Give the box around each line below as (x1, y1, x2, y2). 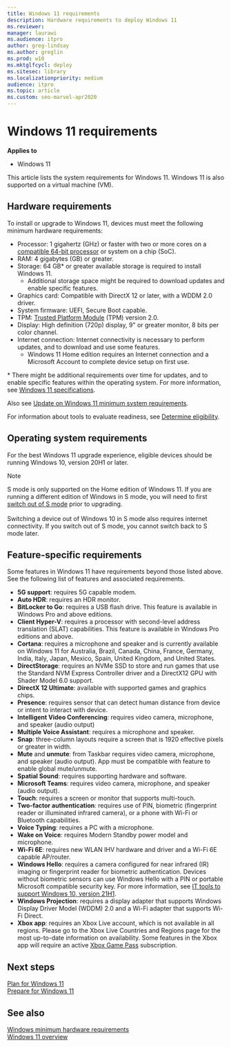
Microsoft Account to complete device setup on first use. (27, 357, 190, 365)
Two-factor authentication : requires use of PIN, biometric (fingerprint (17, 801, 217, 810)
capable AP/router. (17, 853, 71, 862)
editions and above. (17, 632, 74, 641)
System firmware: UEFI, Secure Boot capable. (17, 306, 148, 314)
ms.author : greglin (7, 49, 63, 56)
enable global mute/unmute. (17, 765, 98, 773)
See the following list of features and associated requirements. (7, 575, 185, 583)
